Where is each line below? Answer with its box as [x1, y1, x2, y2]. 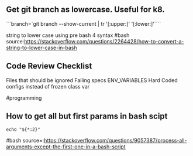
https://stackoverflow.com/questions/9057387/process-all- [43, 137, 187, 144]
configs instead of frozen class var [6, 83, 90, 90]
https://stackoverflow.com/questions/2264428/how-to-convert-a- [24, 38, 184, 45]
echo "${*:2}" [6, 127, 41, 133]
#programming [6, 94, 42, 101]
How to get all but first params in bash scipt [6, 111, 168, 121]
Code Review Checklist [6, 61, 92, 71]
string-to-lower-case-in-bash [6, 44, 77, 51]
